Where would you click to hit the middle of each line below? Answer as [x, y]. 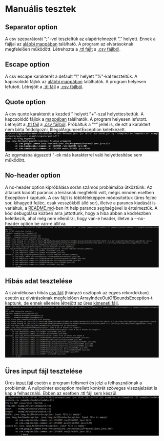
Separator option [31, 27]
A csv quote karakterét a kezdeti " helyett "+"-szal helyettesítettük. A [74, 114]
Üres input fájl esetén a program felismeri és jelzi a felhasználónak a [74, 383]
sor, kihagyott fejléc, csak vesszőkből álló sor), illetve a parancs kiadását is [81, 203]
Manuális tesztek [41, 9]
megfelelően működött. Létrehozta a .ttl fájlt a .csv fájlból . [63, 49]
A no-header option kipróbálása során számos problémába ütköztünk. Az [79, 187]
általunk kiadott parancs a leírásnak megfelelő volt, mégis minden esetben [80, 192]
